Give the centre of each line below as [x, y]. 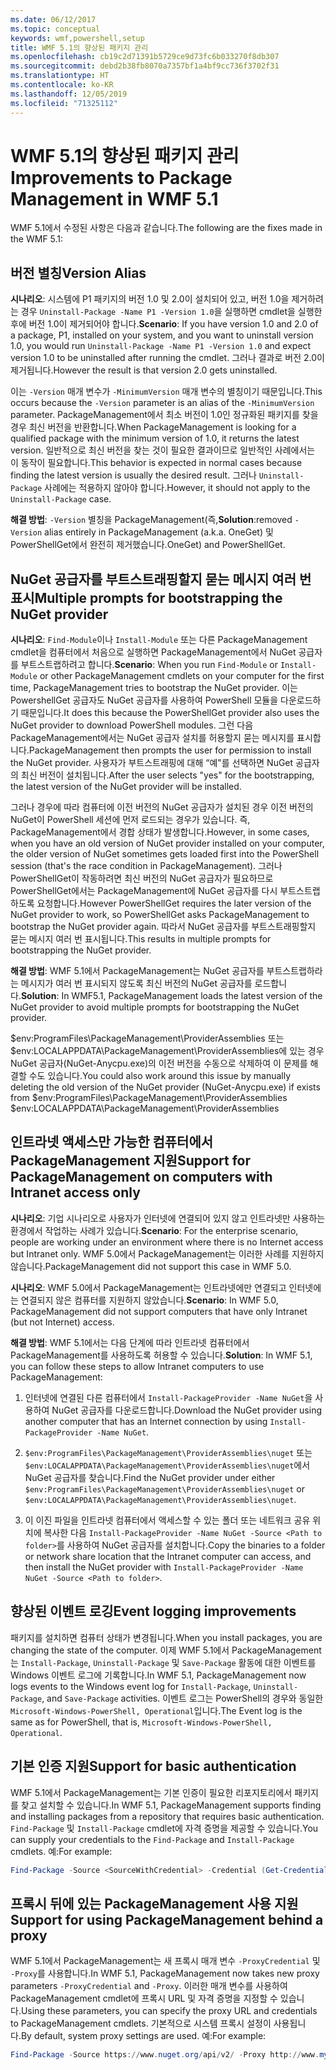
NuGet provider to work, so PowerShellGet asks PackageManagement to [160, 915]
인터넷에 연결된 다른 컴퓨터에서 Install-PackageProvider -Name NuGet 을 [168, 1397]
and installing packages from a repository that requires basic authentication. [167, 1816]
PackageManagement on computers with [141, 1177]
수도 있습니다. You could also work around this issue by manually [160, 1076]
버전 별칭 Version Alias [78, 272]
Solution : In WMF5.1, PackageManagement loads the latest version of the [171, 996]
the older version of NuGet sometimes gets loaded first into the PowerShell [165, 854]
